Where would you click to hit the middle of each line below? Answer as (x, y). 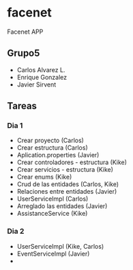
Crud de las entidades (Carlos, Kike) (68, 184)
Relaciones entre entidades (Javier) (67, 192)
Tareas (22, 106)
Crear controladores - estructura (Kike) (72, 162)
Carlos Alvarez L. (41, 69)
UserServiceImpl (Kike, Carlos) (60, 246)
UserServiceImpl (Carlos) (53, 199)
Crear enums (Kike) (44, 177)
